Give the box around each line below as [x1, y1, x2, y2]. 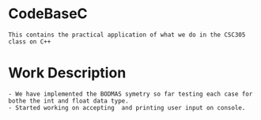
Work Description [8, 64, 127, 82]
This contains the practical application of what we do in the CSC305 [8, 31, 246, 39]
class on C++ [8, 37, 51, 46]
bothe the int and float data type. [8, 96, 129, 105]
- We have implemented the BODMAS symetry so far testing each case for [8, 90, 253, 98]
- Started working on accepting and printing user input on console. [8, 103, 246, 111]
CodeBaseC [8, 5, 89, 23]
